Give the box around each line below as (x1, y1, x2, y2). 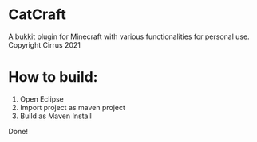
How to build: (8, 68, 98, 86)
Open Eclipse (19, 94, 64, 104)
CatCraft (8, 6, 66, 24)
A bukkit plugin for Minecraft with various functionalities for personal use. (8, 32, 250, 41)
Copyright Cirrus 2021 (8, 40, 81, 49)
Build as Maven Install (19, 111, 92, 121)
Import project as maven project (19, 102, 126, 112)
